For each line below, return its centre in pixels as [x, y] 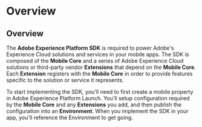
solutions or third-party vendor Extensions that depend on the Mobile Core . [101, 67]
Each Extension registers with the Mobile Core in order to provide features [99, 73]
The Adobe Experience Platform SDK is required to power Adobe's [90, 48]
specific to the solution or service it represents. [65, 80]
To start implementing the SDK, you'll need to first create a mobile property [100, 92]
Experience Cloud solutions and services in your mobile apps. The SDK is [98, 54]
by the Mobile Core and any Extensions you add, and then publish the [94, 105]
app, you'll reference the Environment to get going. [70, 117]
